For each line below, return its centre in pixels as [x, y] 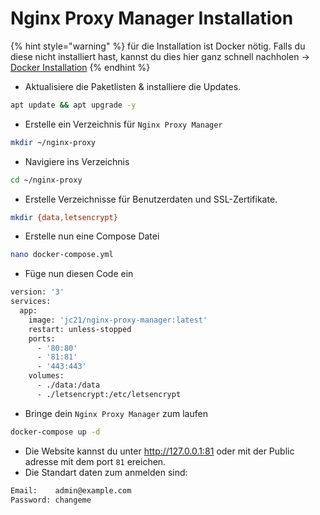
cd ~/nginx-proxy [46, 180]
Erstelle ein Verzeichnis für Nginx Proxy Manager [123, 124]
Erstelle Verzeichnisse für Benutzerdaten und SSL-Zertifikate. [151, 199]
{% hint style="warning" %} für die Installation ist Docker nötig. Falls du [158, 46]
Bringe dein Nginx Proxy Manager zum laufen [116, 413]
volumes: [46, 376]
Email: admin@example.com [71, 490]
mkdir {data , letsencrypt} [64, 217]
